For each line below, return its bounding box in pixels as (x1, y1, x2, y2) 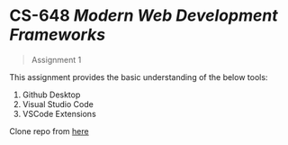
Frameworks (9, 24, 106, 45)
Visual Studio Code (22, 98, 94, 109)
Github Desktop (22, 89, 81, 100)
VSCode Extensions (22, 108, 96, 119)
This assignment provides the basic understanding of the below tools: (9, 71, 268, 82)
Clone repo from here (9, 125, 89, 136)
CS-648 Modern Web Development (9, 5, 278, 26)
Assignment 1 (31, 54, 82, 65)
